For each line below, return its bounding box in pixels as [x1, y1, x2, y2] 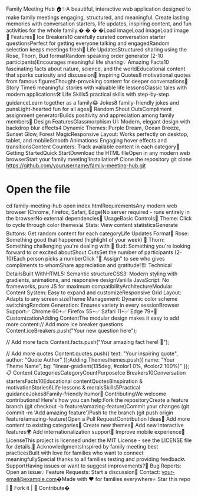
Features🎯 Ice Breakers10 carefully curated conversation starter [11, 34, 166, 40]
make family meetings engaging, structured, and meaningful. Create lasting [6, 14, 189, 21]
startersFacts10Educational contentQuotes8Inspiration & [6, 378, 143, 385]
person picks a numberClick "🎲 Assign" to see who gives [27, 255, 165, 262]
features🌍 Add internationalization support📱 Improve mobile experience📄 [6, 428, 186, 435]
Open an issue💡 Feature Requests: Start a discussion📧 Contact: [6, 468, 161, 475]
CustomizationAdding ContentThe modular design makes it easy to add [6, 314, 180, 321]
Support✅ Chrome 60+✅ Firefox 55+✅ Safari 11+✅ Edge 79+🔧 [6, 307, 157, 315]
